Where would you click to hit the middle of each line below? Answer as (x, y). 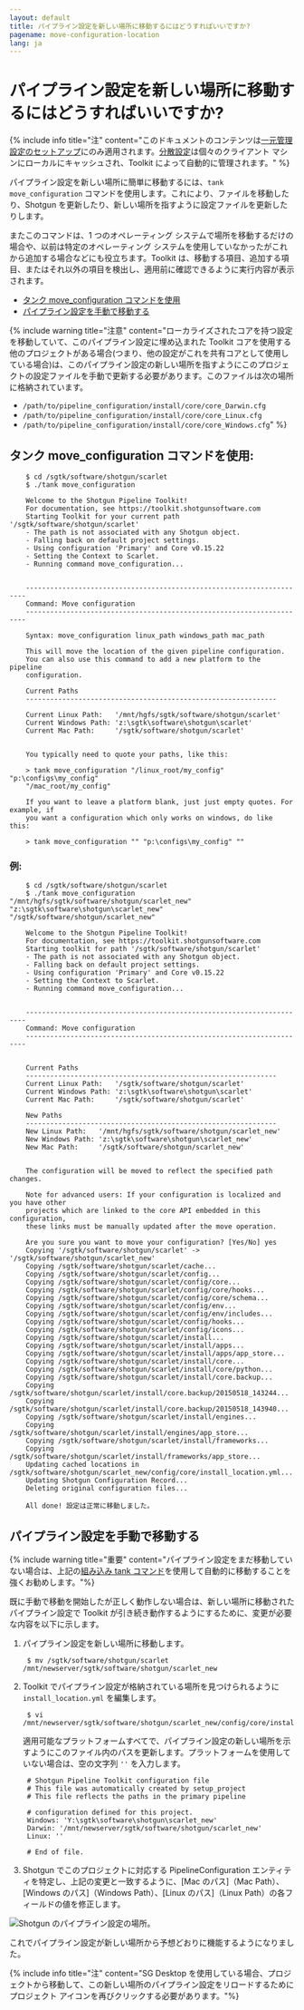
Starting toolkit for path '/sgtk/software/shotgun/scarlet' (143, 949)
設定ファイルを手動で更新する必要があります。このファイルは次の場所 (163, 376)
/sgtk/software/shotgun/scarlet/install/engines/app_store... (129, 1433)
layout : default (40, 18)
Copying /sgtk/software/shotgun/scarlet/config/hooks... (135, 1322)
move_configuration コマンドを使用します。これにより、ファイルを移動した (149, 194)
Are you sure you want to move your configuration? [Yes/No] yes (152, 1243)
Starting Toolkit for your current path (103, 517)
